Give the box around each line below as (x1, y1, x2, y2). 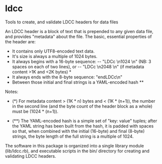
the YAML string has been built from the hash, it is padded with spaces (12, 123, 154, 129)
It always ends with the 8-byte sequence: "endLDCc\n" (12, 74, 123, 80)
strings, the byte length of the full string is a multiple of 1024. (12, 133, 134, 139)
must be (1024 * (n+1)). (12, 108, 59, 114)
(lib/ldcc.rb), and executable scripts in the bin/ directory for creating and (5, 148, 149, 154)
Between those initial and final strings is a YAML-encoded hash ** (12, 79, 144, 85)
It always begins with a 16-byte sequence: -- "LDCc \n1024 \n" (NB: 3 (12, 58, 151, 64)
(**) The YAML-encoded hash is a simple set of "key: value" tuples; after (12, 118, 158, 124)
